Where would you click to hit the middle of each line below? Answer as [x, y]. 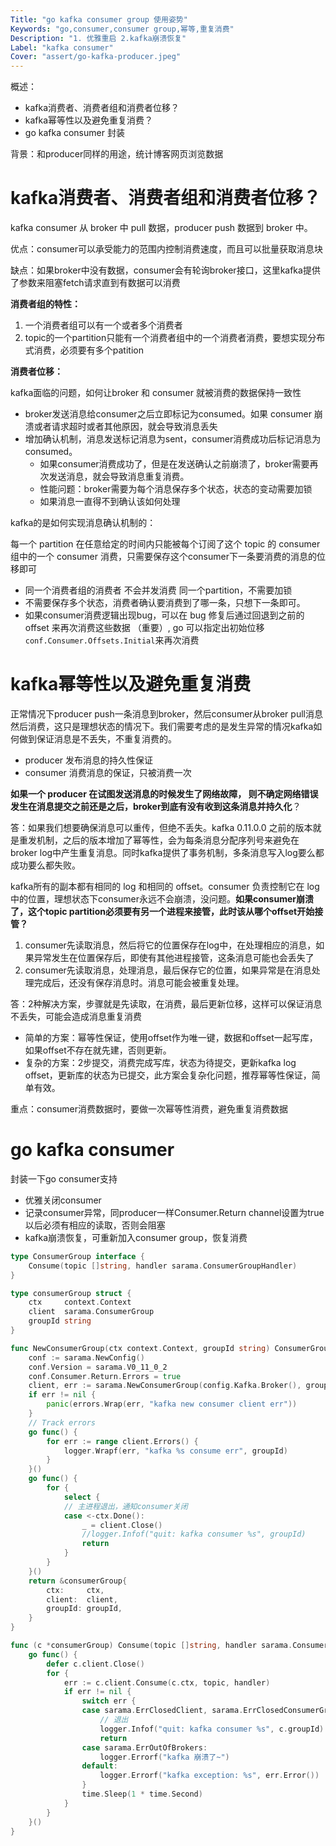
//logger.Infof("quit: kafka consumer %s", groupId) [194, 1534]
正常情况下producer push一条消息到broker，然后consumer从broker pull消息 [166, 714]
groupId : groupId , [84, 1609]
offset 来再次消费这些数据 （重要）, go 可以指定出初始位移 [144, 628]
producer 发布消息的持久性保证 [89, 760]
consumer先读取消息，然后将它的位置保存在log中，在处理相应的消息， [170, 945]
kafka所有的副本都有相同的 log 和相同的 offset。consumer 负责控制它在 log [165, 886]
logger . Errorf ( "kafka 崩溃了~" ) [164, 1757]
